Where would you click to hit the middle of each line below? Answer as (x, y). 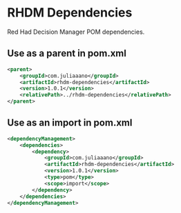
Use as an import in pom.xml (70, 123)
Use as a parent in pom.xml (67, 53)
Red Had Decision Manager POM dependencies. (76, 32)
